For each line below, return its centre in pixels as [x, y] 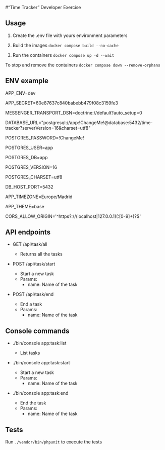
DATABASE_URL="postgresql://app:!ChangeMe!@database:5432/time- [79, 122]
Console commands [37, 331]
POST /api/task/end [33, 294]
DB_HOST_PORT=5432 [30, 186]
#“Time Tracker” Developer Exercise [43, 7]
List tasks [30, 353]
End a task [31, 304]
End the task [33, 403]
